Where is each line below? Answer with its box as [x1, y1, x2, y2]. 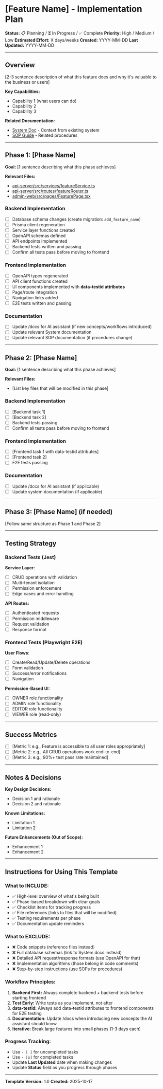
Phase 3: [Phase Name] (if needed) [5, 508, 113, 516]
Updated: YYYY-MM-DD [5, 42, 55, 48]
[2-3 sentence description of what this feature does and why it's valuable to [5, 74, 157, 80]
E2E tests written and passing [12, 300, 72, 306]
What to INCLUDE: [5, 882, 49, 889]
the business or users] [5, 79, 50, 85]
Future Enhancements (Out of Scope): [5, 835, 83, 840]
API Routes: [5, 600, 29, 606]
